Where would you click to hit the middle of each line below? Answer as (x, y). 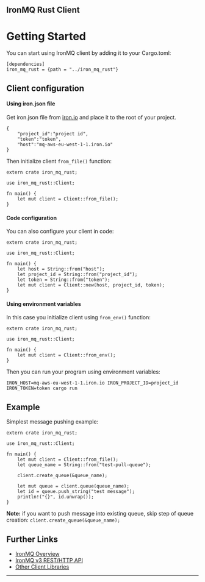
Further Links (32, 539)
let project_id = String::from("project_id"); (77, 275)
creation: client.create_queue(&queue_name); (63, 520)
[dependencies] (26, 64)
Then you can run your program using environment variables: (83, 372)
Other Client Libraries (42, 567)
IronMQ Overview (37, 553)
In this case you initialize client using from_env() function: (79, 318)
